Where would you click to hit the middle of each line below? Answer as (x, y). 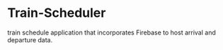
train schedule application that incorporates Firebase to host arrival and (111, 32)
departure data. (30, 39)
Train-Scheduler (57, 13)
